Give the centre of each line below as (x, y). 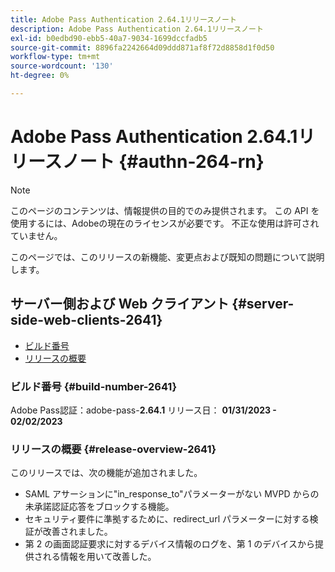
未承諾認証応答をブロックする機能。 (99, 507)
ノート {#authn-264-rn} (163, 162)
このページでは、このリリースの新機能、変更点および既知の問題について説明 (167, 257)
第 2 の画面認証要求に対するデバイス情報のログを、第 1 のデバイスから (169, 544)
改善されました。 (77, 532)
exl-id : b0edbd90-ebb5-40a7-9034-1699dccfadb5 (109, 38)
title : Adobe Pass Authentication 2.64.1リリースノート (123, 19)
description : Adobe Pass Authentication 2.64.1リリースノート (137, 29)
